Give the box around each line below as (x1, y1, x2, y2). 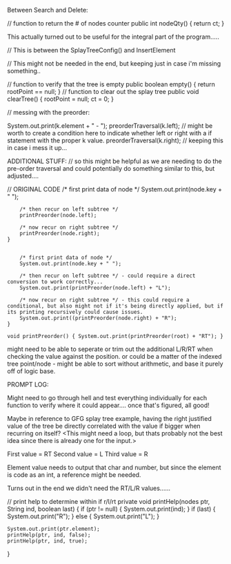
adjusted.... (7, 172, 39, 180)
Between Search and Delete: (7, 6, 88, 14)
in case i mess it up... (7, 144, 68, 151)
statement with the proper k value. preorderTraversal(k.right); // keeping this (7, 136, 224, 144)
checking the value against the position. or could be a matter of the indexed (7, 352, 222, 360)
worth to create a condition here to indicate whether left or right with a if (7, 129, 212, 137)
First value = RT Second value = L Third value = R (7, 450, 148, 458)
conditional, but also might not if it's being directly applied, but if (7, 303, 224, 310)
